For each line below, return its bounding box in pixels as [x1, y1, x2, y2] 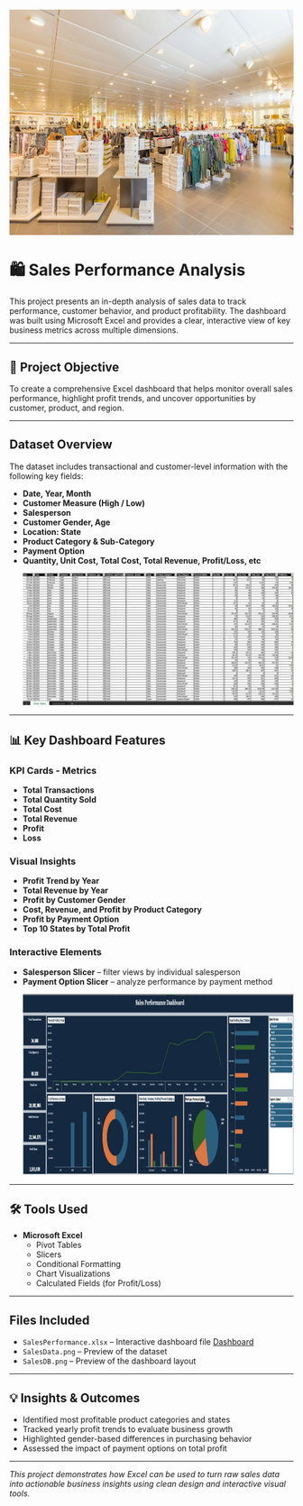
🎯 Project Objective [9, 359, 120, 374]
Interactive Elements [9, 946, 102, 959]
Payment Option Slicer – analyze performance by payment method [22, 976, 273, 987]
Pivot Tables [35, 1240, 82, 1251]
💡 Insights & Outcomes [9, 1390, 141, 1406]
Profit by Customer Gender [22, 895, 126, 905]
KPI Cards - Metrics [9, 764, 97, 776]
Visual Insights [9, 855, 77, 868]
